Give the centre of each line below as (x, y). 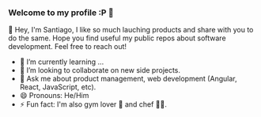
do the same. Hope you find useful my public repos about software (117, 38)
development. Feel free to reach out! (68, 47)
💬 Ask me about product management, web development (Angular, (128, 79)
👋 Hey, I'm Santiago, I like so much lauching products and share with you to (131, 30)
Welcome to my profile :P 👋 (61, 13)
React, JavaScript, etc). (58, 87)
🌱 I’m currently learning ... (62, 62)
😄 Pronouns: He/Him (54, 96)
